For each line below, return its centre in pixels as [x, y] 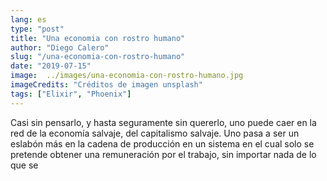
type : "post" [37, 29]
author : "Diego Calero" [60, 47]
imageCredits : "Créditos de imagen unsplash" [106, 85]
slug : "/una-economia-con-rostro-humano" [98, 57]
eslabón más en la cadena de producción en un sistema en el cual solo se [162, 143]
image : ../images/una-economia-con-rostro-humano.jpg [127, 76]
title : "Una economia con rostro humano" [98, 38]
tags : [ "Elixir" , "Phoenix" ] [71, 94]
